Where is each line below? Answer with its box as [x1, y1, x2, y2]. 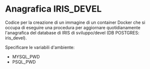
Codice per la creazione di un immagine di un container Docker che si [5, 19, 146, 25]
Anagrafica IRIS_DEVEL [5, 3, 102, 15]
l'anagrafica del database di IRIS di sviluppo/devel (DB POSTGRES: [5, 30, 139, 35]
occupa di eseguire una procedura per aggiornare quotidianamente [5, 24, 141, 30]
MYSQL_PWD [12, 53, 40, 59]
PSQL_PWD [12, 59, 36, 65]
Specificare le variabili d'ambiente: [5, 44, 75, 50]
